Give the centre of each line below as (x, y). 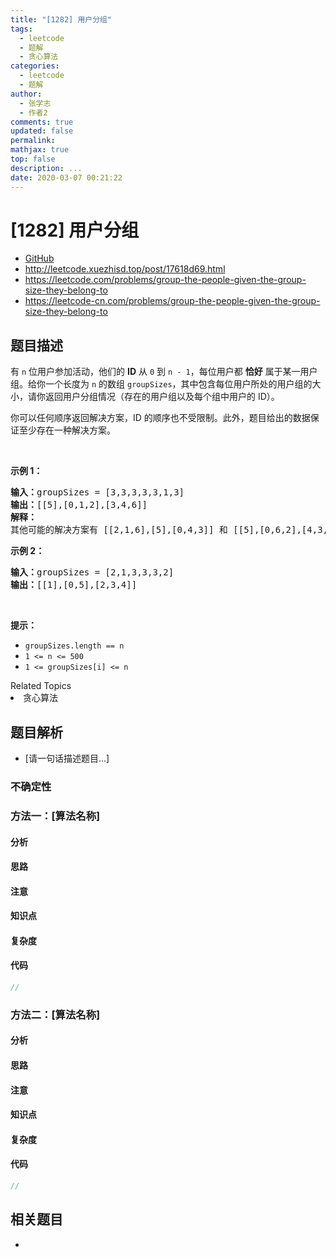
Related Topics (41, 686)
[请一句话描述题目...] (67, 758)
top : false (33, 159)
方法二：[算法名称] (55, 1014)
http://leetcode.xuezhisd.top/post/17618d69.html (125, 269)
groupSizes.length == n (74, 646)
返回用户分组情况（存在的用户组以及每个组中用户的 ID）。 (162, 397)
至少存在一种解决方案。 (67, 430)
